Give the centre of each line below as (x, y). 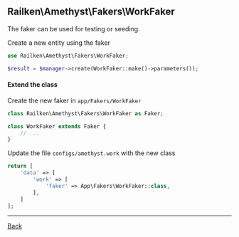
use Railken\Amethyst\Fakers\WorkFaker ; (68, 56)
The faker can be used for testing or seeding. (74, 28)
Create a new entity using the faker (59, 43)
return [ (20, 167)
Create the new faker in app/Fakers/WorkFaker (74, 100)
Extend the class (33, 85)
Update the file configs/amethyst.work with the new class (91, 153)
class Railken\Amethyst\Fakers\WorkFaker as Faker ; (85, 113)
